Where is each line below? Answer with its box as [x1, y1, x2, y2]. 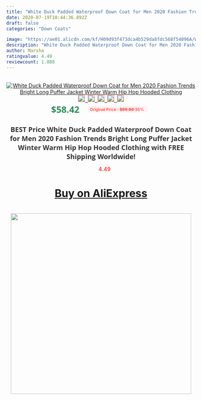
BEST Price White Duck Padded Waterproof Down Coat [10, 124, 192, 134]
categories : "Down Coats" [6, 25, 71, 32]
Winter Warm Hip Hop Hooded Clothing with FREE [17, 142, 185, 152]
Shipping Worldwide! [66, 151, 136, 161]
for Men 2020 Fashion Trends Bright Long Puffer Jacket [10, 133, 192, 143]
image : [6, 37, 23, 43]
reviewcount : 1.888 [6, 58, 55, 65]
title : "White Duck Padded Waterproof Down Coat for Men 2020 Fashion [6, 8, 187, 15]
